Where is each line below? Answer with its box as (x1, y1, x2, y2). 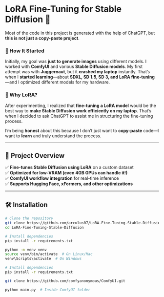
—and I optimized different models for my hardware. (5, 79, 110, 85)
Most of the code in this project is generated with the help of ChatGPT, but (5, 30, 155, 36)
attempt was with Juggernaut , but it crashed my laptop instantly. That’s (5, 69, 150, 75)
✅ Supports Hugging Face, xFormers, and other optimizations (5, 181, 133, 187)
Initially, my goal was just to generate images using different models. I (5, 59, 147, 64)
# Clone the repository (5, 216, 54, 221)
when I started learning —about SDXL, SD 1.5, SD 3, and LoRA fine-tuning (5, 74, 155, 80)
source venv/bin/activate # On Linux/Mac (5, 252, 93, 257)
